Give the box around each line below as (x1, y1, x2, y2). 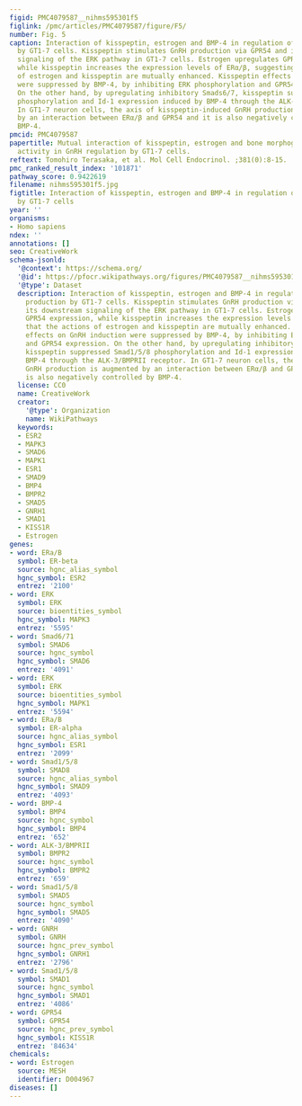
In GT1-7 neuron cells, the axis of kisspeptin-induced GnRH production (17, 105, 296, 114)
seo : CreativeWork (9, 247, 78, 256)
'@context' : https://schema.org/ (17, 264, 143, 273)
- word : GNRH (9, 924, 58, 933)
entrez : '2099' (17, 748, 75, 758)
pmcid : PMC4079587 (9, 130, 78, 139)
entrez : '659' (17, 874, 70, 883)
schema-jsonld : (9, 255, 67, 265)
